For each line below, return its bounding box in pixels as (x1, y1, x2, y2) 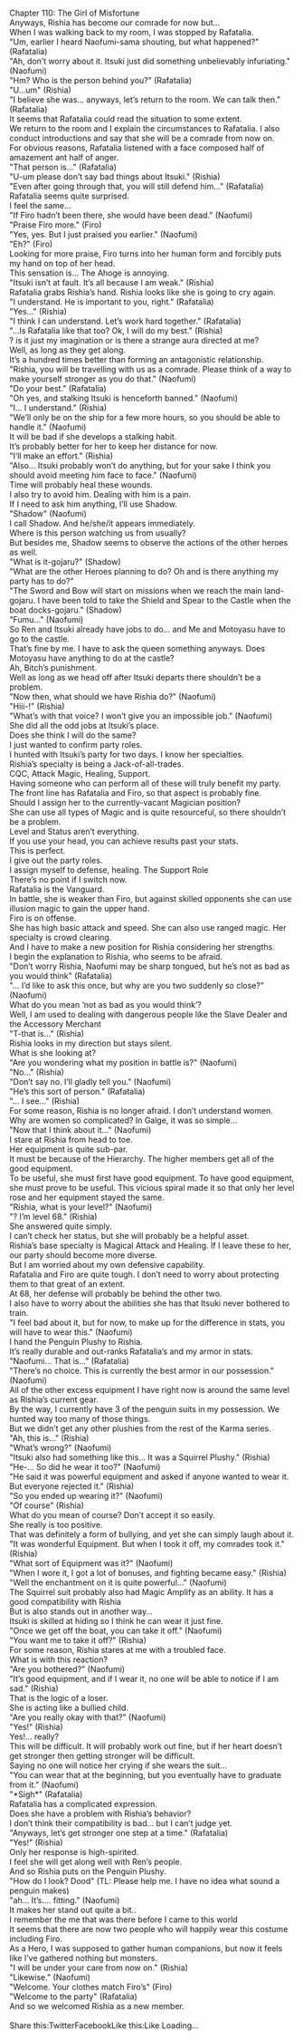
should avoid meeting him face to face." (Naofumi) (9, 469, 197, 480)
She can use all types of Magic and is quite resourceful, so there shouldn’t (9, 807, 287, 817)
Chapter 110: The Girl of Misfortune (9, 7, 140, 18)
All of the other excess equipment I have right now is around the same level (9, 1385, 290, 1395)
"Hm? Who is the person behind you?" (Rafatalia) (9, 75, 193, 85)
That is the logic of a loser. (9, 1693, 109, 1703)
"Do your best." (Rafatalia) (9, 383, 107, 393)
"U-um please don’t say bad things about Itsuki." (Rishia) (9, 171, 221, 182)
